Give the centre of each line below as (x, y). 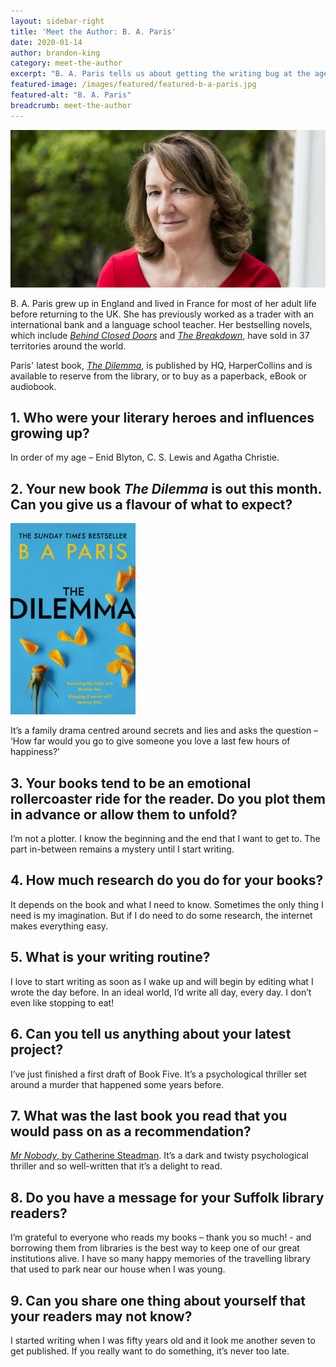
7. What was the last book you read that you (149, 1115)
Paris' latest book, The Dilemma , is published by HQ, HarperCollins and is (161, 365)
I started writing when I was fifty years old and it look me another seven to (163, 1340)
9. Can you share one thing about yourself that (158, 1300)
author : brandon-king (55, 53)
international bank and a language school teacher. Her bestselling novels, (161, 324)
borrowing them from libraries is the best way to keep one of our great (155, 1248)
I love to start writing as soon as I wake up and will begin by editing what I (162, 981)
